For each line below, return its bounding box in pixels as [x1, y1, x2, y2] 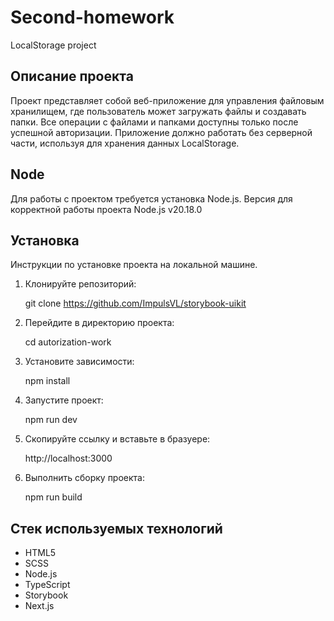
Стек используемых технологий [10, 520, 223, 537]
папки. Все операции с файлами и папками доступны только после [10, 116, 299, 128]
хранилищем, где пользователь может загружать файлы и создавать [10, 105, 307, 117]
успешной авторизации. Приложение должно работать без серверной [10, 126, 313, 138]
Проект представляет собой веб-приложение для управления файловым [10, 94, 325, 106]
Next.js [24, 600, 55, 612]
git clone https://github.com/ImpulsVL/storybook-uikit [24, 297, 247, 310]
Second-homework [10, 6, 175, 29]
